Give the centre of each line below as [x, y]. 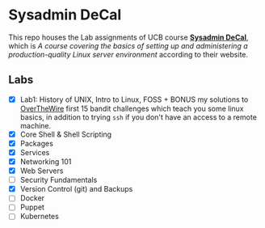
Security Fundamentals [59, 180]
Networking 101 [46, 162]
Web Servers [42, 171]
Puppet [32, 207]
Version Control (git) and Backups [76, 189]
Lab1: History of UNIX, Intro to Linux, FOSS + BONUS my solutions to [134, 99]
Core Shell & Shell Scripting [65, 134]
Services [35, 152]
